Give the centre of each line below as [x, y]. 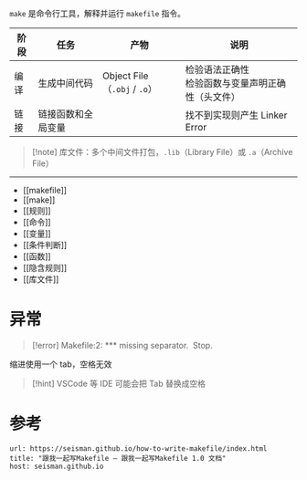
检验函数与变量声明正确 [235, 83]
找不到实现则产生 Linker [236, 115]
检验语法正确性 [217, 69]
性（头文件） [212, 97]
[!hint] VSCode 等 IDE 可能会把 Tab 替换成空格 [118, 383]
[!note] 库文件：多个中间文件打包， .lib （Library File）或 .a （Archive [162, 152]
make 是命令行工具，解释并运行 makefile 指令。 [97, 13]
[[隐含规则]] [45, 268]
